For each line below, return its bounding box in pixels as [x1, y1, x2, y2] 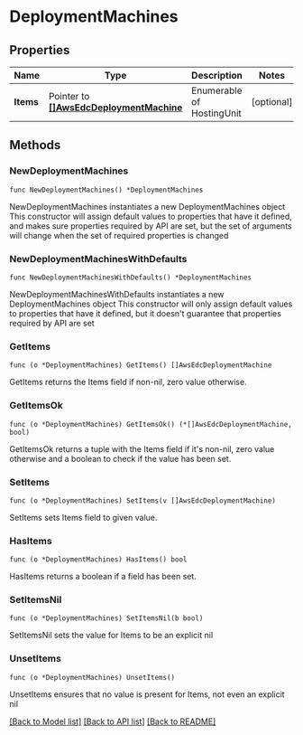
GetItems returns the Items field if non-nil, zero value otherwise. [9, 377, 247, 388]
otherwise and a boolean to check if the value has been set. [9, 453, 232, 464]
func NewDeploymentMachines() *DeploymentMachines [9, 185, 204, 194]
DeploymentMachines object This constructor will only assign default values [9, 298, 293, 309]
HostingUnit [190, 107, 242, 119]
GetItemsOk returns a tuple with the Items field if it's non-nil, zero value [9, 443, 275, 454]
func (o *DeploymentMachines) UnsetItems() [9, 673, 176, 682]
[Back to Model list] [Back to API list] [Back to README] [9, 716, 216, 727]
